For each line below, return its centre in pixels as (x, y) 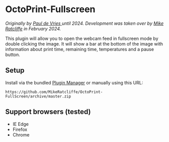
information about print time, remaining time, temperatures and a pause (80, 49)
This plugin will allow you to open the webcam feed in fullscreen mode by (82, 38)
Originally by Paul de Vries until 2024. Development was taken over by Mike (85, 23)
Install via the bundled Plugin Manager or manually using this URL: (74, 82)
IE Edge (20, 124)
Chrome (21, 134)
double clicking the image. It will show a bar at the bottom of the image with (84, 43)
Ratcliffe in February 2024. (33, 28)
